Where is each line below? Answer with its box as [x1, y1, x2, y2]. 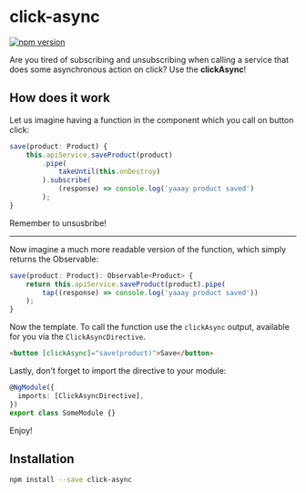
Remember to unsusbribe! [9, 217, 107, 229]
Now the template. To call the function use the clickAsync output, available [9, 322, 290, 333]
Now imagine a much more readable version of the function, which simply [9, 243, 287, 254]
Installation [9, 451, 75, 467]
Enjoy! [9, 425, 34, 436]
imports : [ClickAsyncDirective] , [17, 391, 145, 400]
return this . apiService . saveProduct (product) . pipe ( [25, 280, 226, 289]
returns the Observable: [9, 253, 99, 264]
